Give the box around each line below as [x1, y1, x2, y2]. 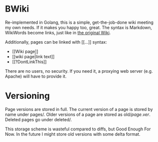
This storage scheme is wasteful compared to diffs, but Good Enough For [5, 126, 151, 132]
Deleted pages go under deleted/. [5, 116, 72, 122]
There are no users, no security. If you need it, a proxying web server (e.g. [5, 68, 153, 74]
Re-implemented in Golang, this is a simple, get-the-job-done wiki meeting [5, 19, 154, 25]
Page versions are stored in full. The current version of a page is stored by [5, 106, 153, 112]
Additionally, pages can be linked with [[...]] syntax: [5, 39, 107, 45]
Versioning [5, 91, 50, 101]
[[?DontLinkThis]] [12, 59, 47, 64]
